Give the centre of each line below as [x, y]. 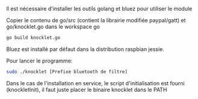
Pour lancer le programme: [39, 61]
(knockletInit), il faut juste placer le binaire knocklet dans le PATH [87, 89]
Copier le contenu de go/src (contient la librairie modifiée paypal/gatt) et [96, 20]
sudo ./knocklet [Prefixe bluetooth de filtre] [67, 71]
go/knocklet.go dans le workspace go [53, 27]
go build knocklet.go [33, 38]
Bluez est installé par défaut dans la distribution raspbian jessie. [85, 49]
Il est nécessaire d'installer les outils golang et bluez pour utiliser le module [99, 9]
